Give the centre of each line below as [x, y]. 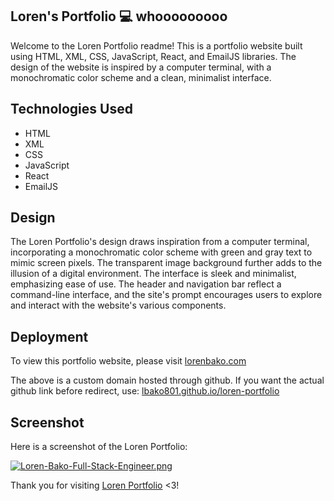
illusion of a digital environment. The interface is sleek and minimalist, [153, 274]
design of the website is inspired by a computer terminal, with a [141, 67]
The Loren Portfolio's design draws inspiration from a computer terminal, [160, 242]
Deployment [49, 336]
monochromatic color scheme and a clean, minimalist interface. [141, 77]
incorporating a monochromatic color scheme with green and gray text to [161, 252]
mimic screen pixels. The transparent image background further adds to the [166, 263]
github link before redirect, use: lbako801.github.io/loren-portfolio [145, 391]
